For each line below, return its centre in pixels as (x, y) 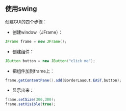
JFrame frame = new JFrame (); (36, 41)
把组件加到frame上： (33, 71)
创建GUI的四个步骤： (26, 22)
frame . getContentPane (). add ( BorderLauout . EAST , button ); (63, 80)
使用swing (21, 9)
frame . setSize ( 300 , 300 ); (30, 100)
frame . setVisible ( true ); (30, 104)
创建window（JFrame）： (37, 32)
